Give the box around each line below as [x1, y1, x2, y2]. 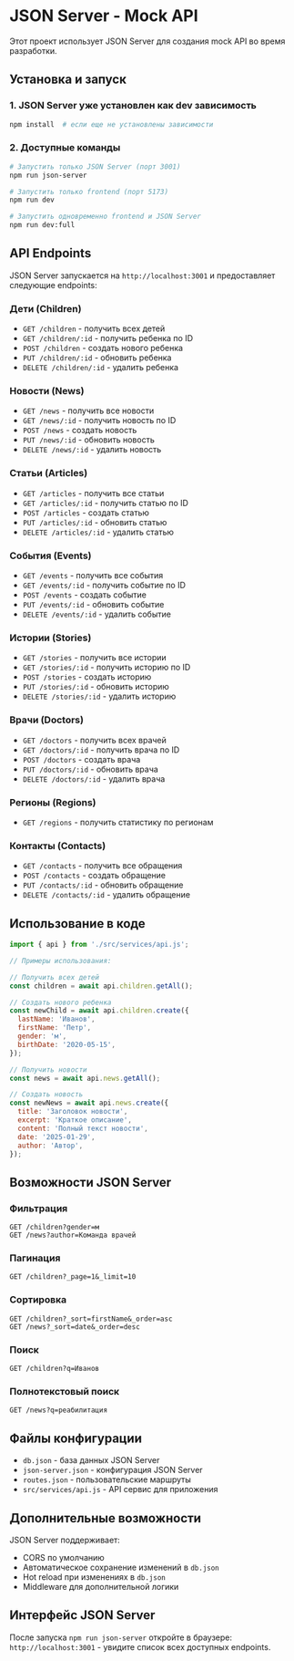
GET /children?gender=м [9, 1223, 100, 1232]
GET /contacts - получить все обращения [22, 860, 183, 871]
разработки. [9, 45, 57, 56]
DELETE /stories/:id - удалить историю [22, 690, 177, 702]
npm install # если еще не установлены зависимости [9, 119, 214, 129]
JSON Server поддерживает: [9, 1534, 120, 1545]
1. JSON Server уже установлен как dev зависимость [9, 99, 258, 112]
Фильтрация [9, 1201, 68, 1214]
